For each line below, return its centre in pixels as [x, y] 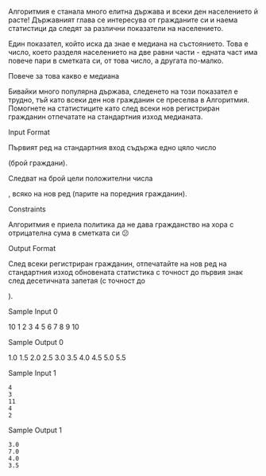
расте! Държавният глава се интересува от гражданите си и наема [123, 20]
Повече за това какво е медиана [64, 76]
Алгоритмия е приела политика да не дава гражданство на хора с [121, 224]
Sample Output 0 [36, 342]
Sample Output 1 [35, 430]
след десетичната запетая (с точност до [77, 281]
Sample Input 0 [33, 312]
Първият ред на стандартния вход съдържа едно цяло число [112, 147]
